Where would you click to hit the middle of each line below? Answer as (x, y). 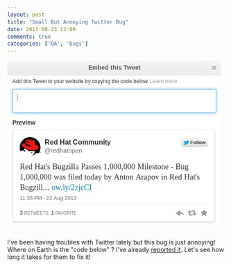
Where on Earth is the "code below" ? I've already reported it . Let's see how (115, 250)
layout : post (26, 15)
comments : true (29, 37)
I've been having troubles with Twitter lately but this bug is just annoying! (111, 242)
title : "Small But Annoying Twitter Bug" (68, 22)
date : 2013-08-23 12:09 (42, 29)
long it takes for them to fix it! (49, 257)
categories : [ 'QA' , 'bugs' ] (48, 44)
